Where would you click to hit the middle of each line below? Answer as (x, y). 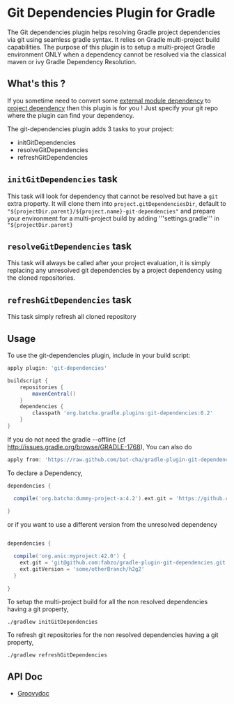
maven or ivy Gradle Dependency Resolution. (72, 61)
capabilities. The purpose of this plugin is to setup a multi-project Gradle (111, 47)
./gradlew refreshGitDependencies (57, 655)
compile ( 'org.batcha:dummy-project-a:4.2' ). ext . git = (93, 498)
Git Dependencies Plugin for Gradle (111, 13)
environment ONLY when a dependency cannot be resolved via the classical (117, 54)
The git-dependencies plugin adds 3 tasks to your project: (91, 129)
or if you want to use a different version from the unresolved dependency (112, 525)
